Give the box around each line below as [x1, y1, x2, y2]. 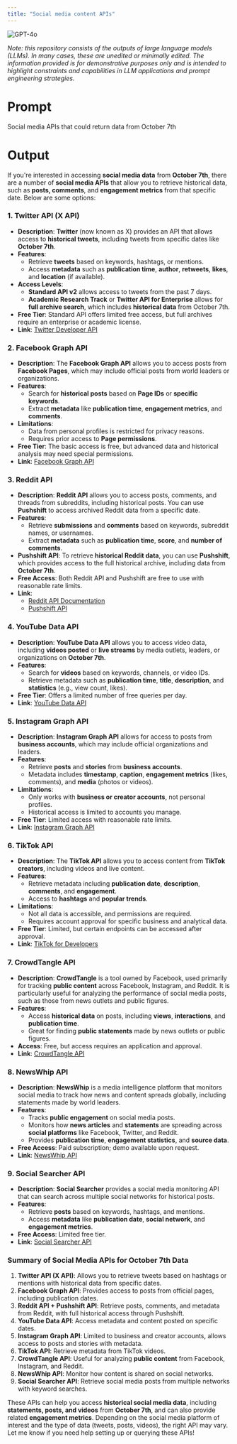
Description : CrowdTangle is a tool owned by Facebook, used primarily [17, 974, 228, 982]
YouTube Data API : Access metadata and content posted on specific [17, 1317, 219, 1325]
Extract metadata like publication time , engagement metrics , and [28, 404, 223, 413]
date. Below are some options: [7, 193, 96, 202]
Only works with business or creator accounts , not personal [28, 793, 206, 801]
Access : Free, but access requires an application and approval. [17, 1041, 202, 1050]
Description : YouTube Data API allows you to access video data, [17, 638, 207, 646]
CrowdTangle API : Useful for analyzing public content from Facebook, [17, 1355, 225, 1363]
